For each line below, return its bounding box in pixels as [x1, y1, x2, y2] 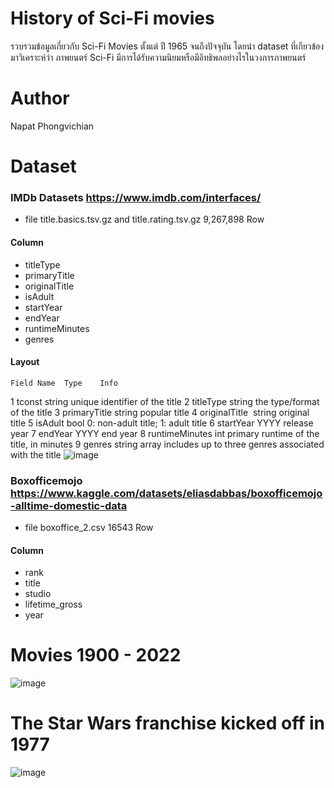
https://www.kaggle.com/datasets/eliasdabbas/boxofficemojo [10, 486, 323, 500]
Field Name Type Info [10, 378, 118, 388]
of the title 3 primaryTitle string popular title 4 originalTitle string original [10, 406, 310, 418]
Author [10, 87, 70, 110]
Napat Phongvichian [10, 120, 95, 132]
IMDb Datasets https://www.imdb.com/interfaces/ [10, 190, 262, 204]
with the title [10, 448, 62, 461]
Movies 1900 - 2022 [10, 644, 182, 667]
